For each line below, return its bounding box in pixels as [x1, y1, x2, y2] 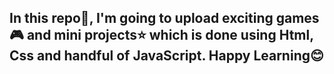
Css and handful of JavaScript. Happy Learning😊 [9, 47, 324, 65]
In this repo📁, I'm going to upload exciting [9, 10, 274, 27]
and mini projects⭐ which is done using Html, [26, 27, 314, 44]
